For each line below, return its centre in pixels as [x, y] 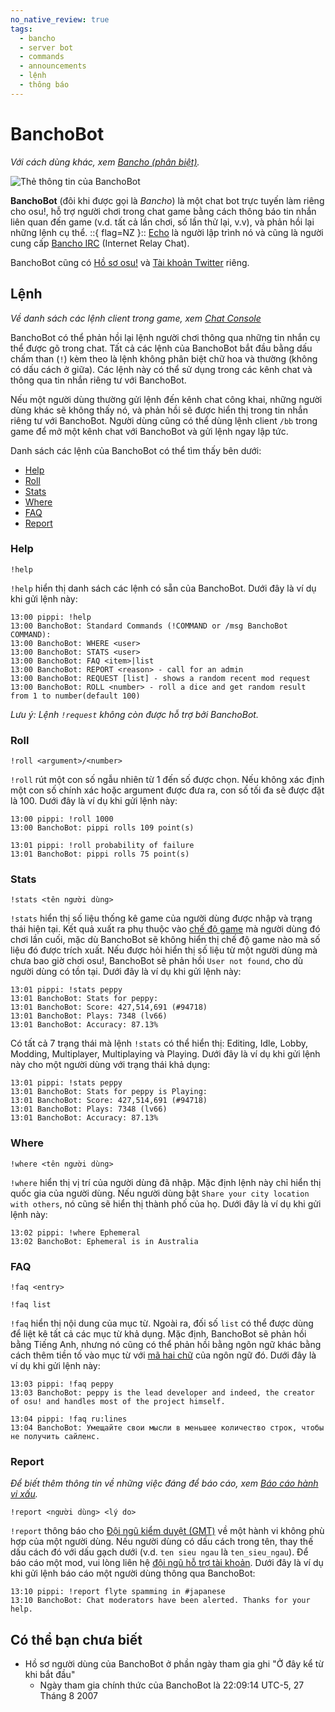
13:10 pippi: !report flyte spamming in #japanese [118, 1592]
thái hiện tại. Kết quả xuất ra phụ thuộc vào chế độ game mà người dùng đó [165, 929]
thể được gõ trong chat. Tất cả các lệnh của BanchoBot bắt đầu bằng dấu [161, 348]
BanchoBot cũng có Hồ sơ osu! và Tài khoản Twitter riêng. [130, 262]
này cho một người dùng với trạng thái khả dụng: [110, 1065]
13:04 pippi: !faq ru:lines [69, 1419]
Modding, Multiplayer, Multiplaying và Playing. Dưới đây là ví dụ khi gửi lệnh [165, 1054]
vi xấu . [24, 1494]
